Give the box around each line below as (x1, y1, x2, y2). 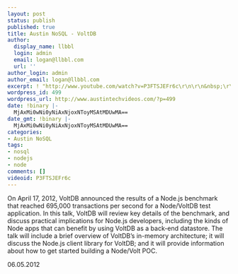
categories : (7, 129, 42, 136)
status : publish (7, 17, 55, 24)
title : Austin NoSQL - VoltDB (7, 30, 97, 37)
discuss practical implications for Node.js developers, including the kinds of (7, 216, 229, 225)
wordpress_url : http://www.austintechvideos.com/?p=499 (7, 96, 176, 103)
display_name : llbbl (13, 43, 74, 50)
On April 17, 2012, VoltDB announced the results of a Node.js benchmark (7, 193, 218, 202)
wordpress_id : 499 (7, 89, 62, 96)
